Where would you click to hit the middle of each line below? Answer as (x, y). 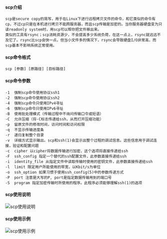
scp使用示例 (18, 219)
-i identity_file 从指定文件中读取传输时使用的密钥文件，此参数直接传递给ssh (79, 161)
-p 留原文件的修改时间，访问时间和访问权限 (45, 124)
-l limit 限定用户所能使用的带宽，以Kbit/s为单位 (53, 167)
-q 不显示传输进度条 (24, 129)
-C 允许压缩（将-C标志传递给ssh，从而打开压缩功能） (54, 119)
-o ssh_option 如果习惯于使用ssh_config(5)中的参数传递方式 (64, 172)
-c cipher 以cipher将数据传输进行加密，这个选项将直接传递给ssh (67, 151)
